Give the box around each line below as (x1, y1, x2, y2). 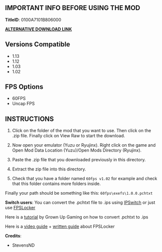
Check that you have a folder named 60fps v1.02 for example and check (12, 176, 158, 182)
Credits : (5, 233, 22, 239)
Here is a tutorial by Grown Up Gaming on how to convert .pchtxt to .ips (5, 214, 148, 220)
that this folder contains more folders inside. (12, 181, 101, 186)
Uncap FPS (12, 101, 35, 106)
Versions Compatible (5, 40, 71, 49)
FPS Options (5, 83, 44, 91)
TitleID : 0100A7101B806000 (5, 17, 62, 22)
